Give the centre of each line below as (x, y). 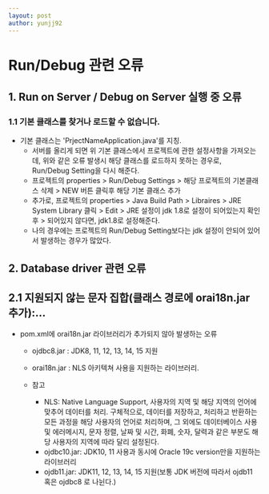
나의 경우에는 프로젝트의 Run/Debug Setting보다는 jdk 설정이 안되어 (139, 231)
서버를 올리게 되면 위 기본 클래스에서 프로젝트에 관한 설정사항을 (130, 151)
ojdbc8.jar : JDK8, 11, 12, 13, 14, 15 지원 (95, 351)
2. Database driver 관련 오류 (77, 268)
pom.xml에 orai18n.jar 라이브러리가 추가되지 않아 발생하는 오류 (118, 333)
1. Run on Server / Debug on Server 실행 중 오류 (125, 97)
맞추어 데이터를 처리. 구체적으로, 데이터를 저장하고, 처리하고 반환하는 (151, 412)
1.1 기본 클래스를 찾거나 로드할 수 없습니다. (84, 122)
